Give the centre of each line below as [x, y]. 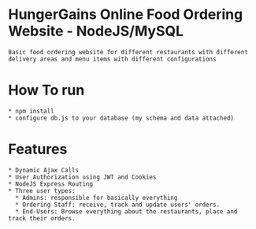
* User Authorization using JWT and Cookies [82, 177]
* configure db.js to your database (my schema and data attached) [121, 118]
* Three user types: [42, 190]
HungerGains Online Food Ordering [126, 15]
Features [38, 149]
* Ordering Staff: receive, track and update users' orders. [118, 205]
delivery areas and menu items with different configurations [112, 59]
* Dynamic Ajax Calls [44, 170]
